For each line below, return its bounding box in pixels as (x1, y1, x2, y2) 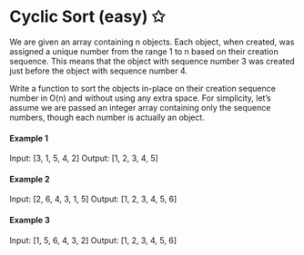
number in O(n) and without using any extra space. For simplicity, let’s (9, 93, 271, 103)
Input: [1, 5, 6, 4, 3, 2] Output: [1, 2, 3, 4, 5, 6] (9, 234, 177, 246)
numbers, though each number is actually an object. (9, 112, 205, 123)
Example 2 (9, 173, 50, 184)
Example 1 (9, 132, 48, 143)
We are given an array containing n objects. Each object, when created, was (9, 36, 295, 47)
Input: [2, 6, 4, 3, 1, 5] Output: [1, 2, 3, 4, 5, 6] (9, 193, 177, 205)
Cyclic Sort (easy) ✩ (9, 6, 166, 27)
